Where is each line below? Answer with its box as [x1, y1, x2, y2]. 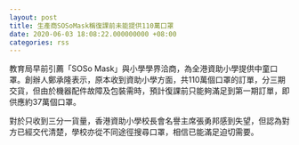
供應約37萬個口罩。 [9, 97, 82, 108]
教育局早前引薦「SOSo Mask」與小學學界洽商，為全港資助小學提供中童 [9, 63, 271, 74]
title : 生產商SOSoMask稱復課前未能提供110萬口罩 [9, 21, 174, 30]
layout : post [9, 12, 58, 22]
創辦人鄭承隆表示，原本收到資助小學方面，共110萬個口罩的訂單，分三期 [24, 75, 287, 85]
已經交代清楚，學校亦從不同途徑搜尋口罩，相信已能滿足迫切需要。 [16, 126, 259, 138]
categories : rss [9, 37, 69, 47]
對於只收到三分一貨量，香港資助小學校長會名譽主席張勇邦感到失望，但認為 [9, 116, 282, 126]
